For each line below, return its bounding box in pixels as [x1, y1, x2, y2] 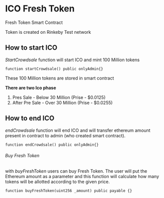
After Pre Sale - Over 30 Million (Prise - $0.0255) [12, 99, 113, 105]
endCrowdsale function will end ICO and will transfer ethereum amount [5, 127, 151, 133]
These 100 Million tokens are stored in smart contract [5, 75, 114, 81]
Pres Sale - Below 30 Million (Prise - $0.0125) [12, 94, 106, 100]
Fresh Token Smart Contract [5, 19, 63, 25]
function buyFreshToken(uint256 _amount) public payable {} [5, 188, 133, 193]
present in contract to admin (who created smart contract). [5, 132, 126, 138]
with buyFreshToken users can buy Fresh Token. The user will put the [5, 168, 148, 174]
